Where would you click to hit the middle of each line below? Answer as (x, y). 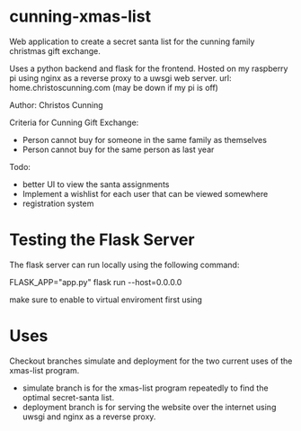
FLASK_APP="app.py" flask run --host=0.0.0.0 (96, 282)
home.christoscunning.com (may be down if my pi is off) (114, 87)
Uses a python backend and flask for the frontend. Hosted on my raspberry (149, 68)
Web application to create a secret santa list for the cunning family (132, 41)
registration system (58, 203)
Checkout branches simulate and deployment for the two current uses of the (151, 361)
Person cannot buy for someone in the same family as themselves (145, 139)
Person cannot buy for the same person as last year (118, 149)
